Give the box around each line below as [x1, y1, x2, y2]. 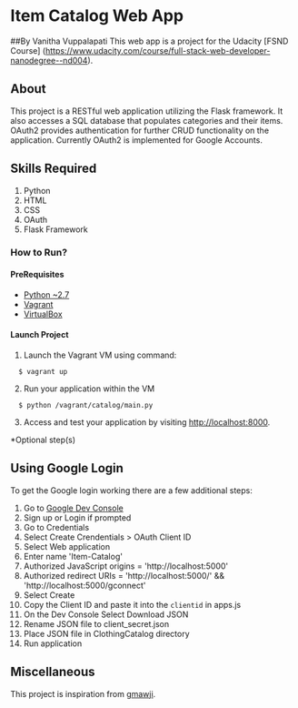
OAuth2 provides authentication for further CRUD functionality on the [10, 125, 270, 136]
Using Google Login [10, 460, 124, 476]
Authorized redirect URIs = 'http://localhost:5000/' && [23, 570, 225, 581]
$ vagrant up [18, 367, 68, 376]
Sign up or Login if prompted [23, 511, 132, 523]
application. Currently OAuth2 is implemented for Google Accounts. [10, 134, 263, 146]
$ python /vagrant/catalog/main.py [18, 400, 154, 410]
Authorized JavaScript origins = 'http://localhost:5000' [23, 561, 229, 571]
